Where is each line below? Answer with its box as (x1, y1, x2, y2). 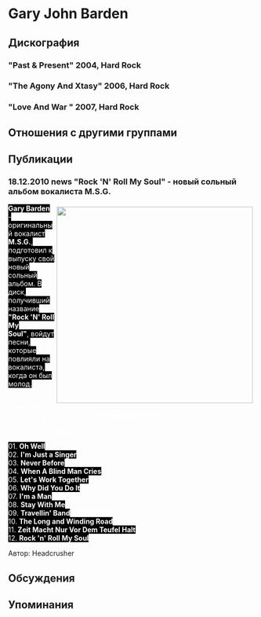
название (8, 304, 40, 314)
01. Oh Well (8, 442, 45, 451)
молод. (8, 379, 33, 389)
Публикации (8, 152, 73, 166)
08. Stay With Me (8, 500, 66, 509)
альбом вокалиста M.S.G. (8, 186, 111, 197)
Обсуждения (8, 571, 75, 585)
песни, (8, 337, 31, 347)
